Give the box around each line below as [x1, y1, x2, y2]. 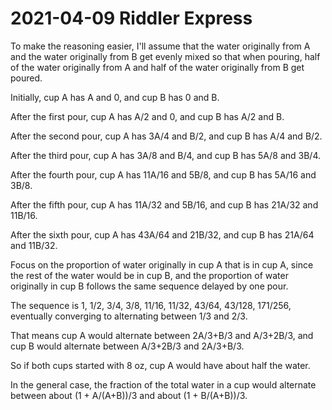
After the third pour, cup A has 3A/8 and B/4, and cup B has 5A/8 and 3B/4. [10, 149, 321, 161]
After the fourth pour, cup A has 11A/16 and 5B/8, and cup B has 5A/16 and [10, 168, 317, 181]
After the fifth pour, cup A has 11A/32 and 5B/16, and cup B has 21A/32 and [10, 198, 319, 211]
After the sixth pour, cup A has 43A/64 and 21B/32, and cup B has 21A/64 [10, 228, 315, 241]
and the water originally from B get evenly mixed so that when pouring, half [10, 50, 321, 62]
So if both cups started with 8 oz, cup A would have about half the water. [10, 359, 311, 371]
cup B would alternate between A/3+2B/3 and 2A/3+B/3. [10, 340, 245, 352]
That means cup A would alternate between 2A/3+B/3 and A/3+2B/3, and [10, 329, 314, 341]
